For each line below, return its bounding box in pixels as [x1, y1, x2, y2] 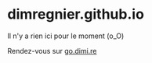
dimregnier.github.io [7, 5, 144, 23]
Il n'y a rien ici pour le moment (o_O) [7, 31, 125, 40]
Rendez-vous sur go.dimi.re [7, 46, 97, 55]
